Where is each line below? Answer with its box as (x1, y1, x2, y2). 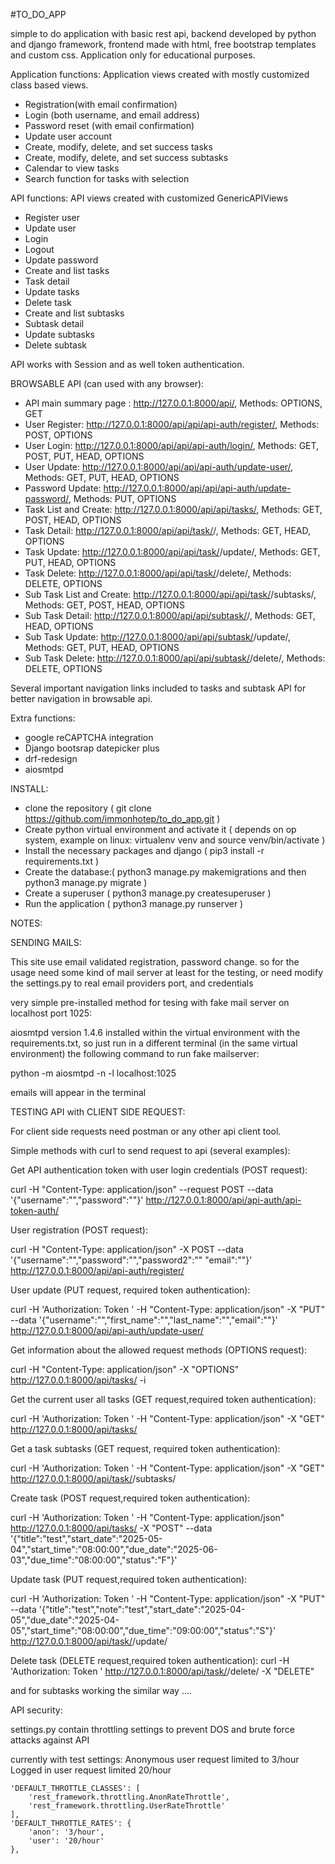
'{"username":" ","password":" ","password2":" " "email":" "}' (10, 1254, 253, 1266)
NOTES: (10, 917, 43, 929)
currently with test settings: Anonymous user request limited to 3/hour (10, 1754, 300, 1765)
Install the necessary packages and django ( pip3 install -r (24, 845, 265, 856)
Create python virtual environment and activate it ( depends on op (24, 824, 297, 835)
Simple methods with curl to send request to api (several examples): (10, 1145, 291, 1156)
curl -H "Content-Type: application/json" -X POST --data (10, 1244, 244, 1255)
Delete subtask (24, 339, 87, 351)
